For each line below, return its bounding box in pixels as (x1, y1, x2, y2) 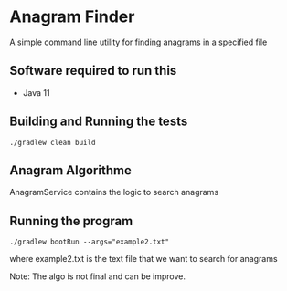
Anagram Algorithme (9, 162, 133, 178)
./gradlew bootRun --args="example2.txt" (9, 237, 170, 247)
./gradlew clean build (9, 138, 96, 147)
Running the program (9, 213, 133, 229)
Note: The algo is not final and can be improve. (9, 271, 186, 282)
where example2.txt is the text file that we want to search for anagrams (9, 254, 278, 265)
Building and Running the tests (9, 114, 188, 130)
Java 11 (22, 87, 50, 98)
